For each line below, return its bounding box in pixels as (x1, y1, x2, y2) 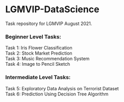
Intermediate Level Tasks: (5, 74, 71, 81)
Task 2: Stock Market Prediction (5, 50, 72, 57)
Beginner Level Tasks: (5, 33, 61, 40)
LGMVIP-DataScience (5, 4, 100, 15)
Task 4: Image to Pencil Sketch (5, 61, 70, 67)
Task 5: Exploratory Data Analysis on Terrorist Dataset (5, 85, 119, 91)
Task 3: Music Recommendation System (5, 56, 90, 62)
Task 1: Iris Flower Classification (5, 45, 72, 51)
